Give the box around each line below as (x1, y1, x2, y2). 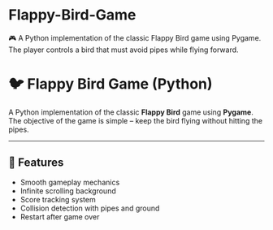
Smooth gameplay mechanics (19, 177, 120, 187)
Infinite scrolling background (19, 185, 116, 196)
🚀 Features (8, 156, 64, 170)
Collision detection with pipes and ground (19, 203, 160, 213)
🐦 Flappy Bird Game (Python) (8, 75, 213, 93)
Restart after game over (19, 211, 100, 221)
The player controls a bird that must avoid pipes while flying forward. (8, 45, 239, 54)
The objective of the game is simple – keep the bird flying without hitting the (8, 115, 262, 125)
